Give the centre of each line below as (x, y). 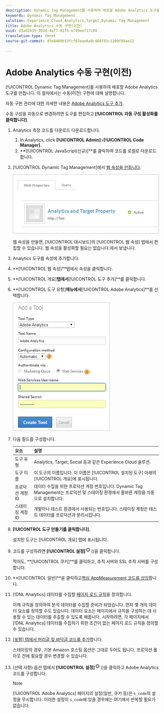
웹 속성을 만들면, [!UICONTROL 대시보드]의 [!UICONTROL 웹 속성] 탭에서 (83, 242)
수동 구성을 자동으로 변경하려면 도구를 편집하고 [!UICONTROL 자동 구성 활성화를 (82, 113)
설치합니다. (53, 499)
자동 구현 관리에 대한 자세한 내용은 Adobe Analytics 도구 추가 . (65, 103)
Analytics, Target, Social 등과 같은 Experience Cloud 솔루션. (92, 462)
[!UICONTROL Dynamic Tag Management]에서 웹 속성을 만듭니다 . (77, 167)
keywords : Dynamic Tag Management (41, 15)
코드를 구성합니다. (29, 673)
